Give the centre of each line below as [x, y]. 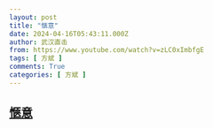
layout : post [33, 17]
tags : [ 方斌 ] [36, 58]
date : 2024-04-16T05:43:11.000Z [69, 34]
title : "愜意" [34, 26]
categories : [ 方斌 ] [48, 75]
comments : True [37, 67]
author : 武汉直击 [39, 42]
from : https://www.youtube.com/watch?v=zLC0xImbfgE [106, 50]
